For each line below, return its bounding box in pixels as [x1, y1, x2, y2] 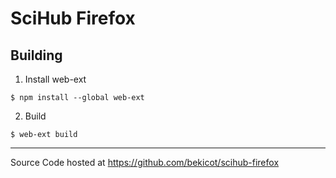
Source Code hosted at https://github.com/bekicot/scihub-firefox [10, 157, 280, 168]
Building [10, 47, 63, 64]
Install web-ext [24, 73, 87, 85]
